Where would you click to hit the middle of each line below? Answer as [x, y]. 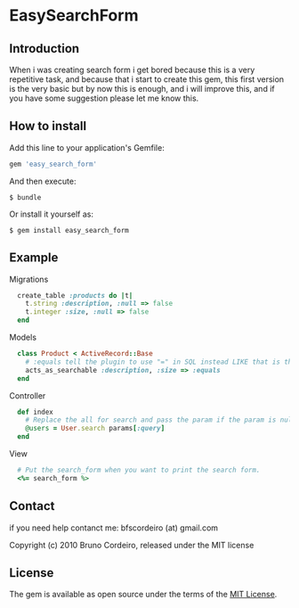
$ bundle [25, 197]
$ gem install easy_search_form [69, 230]
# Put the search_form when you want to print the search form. [139, 470]
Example [34, 258]
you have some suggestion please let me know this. [104, 98]
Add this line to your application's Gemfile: [87, 147]
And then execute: [43, 181]
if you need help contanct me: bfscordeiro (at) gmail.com [114, 528]
